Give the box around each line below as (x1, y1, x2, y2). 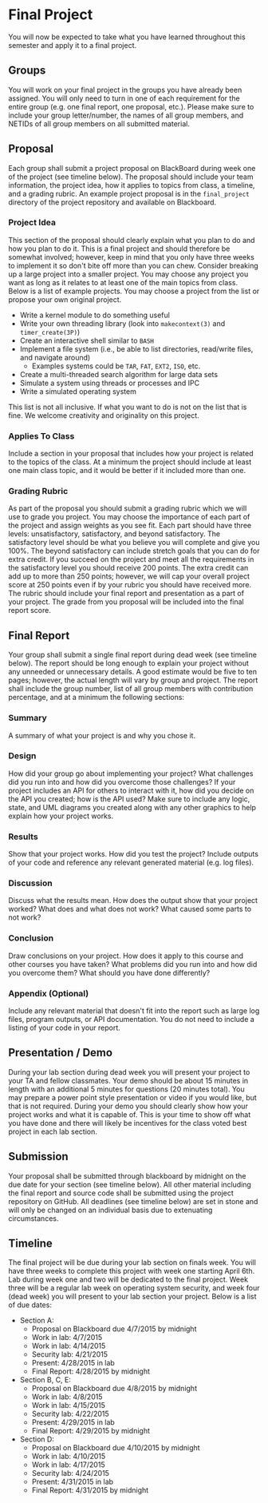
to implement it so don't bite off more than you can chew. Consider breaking (8, 260, 259, 270)
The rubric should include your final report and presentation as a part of (8, 589, 245, 598)
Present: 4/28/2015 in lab (31, 1358, 116, 1368)
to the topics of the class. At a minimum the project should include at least (8, 457, 252, 467)
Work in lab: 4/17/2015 (31, 1460, 105, 1469)
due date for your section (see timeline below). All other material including (8, 1179, 251, 1189)
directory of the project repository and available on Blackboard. (8, 197, 217, 207)
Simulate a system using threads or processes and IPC (19, 378, 200, 388)
